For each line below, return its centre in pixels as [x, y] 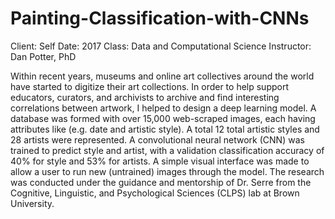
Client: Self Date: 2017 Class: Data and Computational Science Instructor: [161, 46]
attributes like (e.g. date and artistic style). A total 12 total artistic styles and [165, 129]
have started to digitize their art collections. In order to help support [149, 86]
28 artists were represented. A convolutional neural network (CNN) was [157, 139]
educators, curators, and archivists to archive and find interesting [145, 97]
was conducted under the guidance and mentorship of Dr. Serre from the [161, 182]
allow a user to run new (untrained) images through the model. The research [167, 171]
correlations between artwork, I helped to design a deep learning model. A [163, 108]
